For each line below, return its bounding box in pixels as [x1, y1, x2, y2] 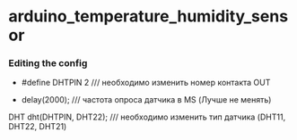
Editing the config [8, 57, 88, 70]
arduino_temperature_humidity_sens [8, 6, 289, 27]
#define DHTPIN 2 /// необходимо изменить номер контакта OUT [21, 78, 271, 88]
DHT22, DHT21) [8, 121, 67, 132]
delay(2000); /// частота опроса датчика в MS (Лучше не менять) [21, 95, 272, 105]
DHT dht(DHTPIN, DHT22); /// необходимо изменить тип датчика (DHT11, [8, 111, 286, 122]
